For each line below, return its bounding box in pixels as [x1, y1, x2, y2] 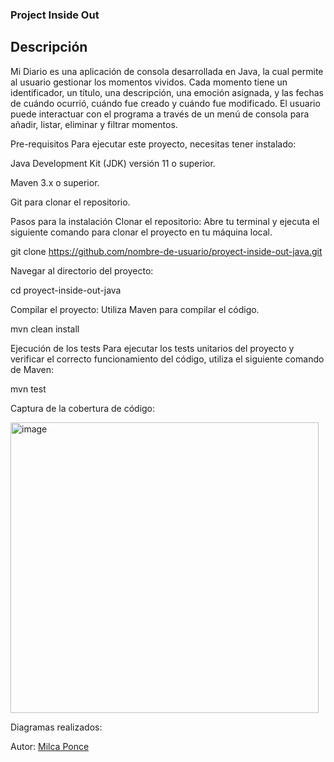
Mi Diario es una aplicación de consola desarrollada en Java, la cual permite [10, 65, 324, 77]
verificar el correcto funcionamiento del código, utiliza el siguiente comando [10, 353, 325, 365]
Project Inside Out [10, 8, 100, 22]
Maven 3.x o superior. [10, 176, 100, 188]
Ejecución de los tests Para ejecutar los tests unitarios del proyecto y [10, 342, 295, 354]
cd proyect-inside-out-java [10, 284, 122, 296]
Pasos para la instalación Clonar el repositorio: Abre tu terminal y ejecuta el [10, 215, 320, 227]
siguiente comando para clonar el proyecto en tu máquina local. [10, 226, 273, 238]
